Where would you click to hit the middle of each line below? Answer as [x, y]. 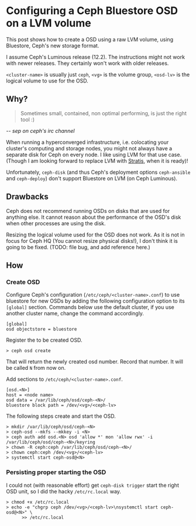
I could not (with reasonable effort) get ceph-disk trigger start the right [93, 485]
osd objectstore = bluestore [42, 329]
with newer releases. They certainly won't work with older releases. [87, 63]
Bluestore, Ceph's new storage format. [53, 46]
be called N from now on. [36, 368]
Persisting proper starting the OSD [56, 472]
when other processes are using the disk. [56, 223]
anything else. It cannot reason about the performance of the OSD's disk [94, 217]
